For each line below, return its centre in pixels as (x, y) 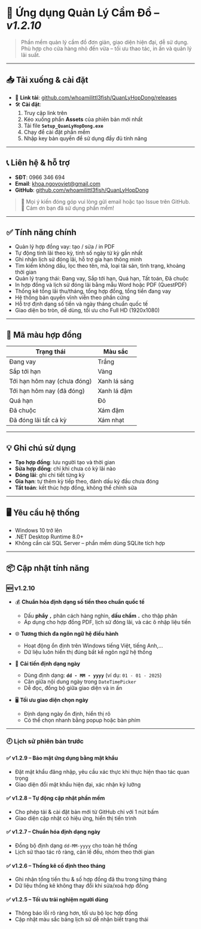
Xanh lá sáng (116, 382)
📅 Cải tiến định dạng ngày (48, 663)
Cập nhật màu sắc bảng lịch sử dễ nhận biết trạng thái (81, 919)
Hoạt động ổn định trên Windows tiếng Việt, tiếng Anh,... (93, 645)
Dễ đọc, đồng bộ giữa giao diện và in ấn (73, 688)
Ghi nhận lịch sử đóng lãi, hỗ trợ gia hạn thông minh (78, 259)
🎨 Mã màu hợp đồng (44, 335)
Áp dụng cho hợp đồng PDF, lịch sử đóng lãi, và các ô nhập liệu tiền (107, 622)
